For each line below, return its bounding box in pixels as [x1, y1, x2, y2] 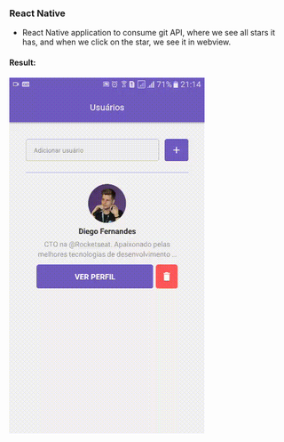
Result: [9, 57, 36, 68]
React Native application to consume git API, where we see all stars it [21, 28, 276, 38]
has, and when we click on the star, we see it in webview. [21, 36, 232, 47]
